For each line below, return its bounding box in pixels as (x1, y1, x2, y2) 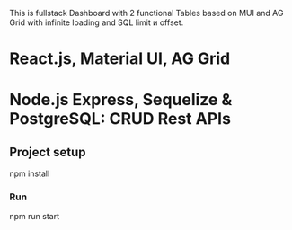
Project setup (9, 144, 87, 160)
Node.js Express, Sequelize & (9, 90, 233, 111)
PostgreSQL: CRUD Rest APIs (9, 109, 232, 129)
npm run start (9, 211, 60, 222)
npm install (9, 168, 50, 179)
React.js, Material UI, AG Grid (9, 49, 231, 69)
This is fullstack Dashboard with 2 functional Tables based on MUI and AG (9, 8, 284, 18)
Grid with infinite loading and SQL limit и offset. (9, 17, 184, 28)
